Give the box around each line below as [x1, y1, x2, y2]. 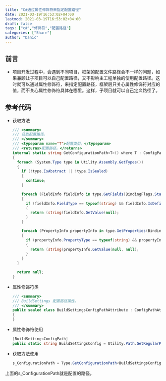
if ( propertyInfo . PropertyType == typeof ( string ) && [25, 237, 137, 242]
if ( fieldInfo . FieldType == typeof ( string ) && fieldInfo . [25, 201, 148, 206]
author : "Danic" [5, 35, 39, 40]
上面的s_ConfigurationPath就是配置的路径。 [5, 370, 94, 376]
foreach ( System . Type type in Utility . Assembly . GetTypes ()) [17, 159, 144, 164]
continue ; [25, 178, 46, 183]
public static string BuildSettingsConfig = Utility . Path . [12, 341, 137, 346]
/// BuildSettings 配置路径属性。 [12, 299, 78, 304]
